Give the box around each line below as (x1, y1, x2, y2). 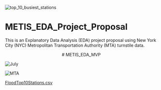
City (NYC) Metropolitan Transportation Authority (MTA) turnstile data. (5, 42, 145, 48)
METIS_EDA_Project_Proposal (5, 22, 128, 32)
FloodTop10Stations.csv (5, 79, 53, 85)
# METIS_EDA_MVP (61, 51, 101, 57)
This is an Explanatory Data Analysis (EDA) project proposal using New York (5, 37, 156, 43)
